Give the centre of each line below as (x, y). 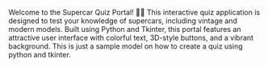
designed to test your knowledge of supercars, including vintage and (123, 21)
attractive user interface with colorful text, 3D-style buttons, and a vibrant (131, 37)
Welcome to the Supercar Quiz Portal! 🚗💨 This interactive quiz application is (134, 12)
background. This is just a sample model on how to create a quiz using (126, 46)
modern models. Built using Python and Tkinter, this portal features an (125, 29)
